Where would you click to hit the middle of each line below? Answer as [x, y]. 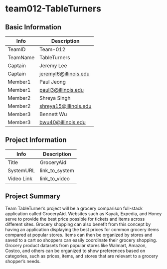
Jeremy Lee [53, 66]
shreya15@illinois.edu [65, 106]
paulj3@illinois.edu [61, 90]
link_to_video [55, 178]
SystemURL [21, 170]
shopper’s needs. [23, 261]
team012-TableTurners [53, 9]
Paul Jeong [53, 82]
